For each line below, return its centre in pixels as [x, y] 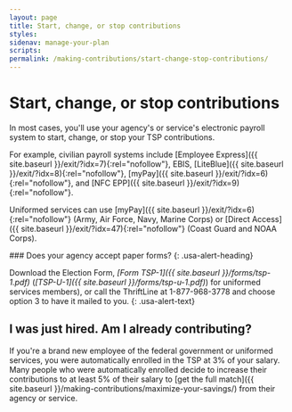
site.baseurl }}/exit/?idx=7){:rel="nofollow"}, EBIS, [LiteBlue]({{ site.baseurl [146, 164]
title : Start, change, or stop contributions [95, 26]
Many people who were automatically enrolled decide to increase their [138, 369]
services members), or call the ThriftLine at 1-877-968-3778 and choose [142, 292]
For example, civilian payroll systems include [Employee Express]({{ [134, 154]
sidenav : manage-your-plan [59, 42]
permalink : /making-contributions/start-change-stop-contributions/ [139, 59]
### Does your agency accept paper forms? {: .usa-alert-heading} [131, 255]
